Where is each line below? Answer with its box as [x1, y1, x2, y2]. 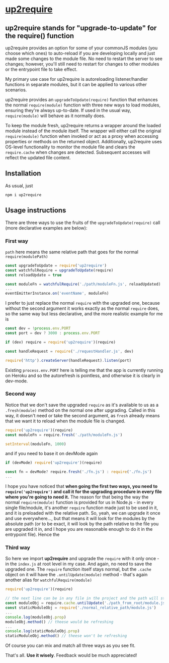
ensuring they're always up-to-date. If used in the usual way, [5, 107, 132, 113]
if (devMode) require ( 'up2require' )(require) [5, 460, 102, 465]
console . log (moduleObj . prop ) [5, 615, 66, 620]
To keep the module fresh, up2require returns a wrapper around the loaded [5, 123, 161, 128]
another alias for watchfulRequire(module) [5, 577, 92, 583]
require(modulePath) [5, 254, 49, 259]
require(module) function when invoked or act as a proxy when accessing [5, 133, 158, 139]
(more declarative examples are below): [5, 225, 88, 231]
